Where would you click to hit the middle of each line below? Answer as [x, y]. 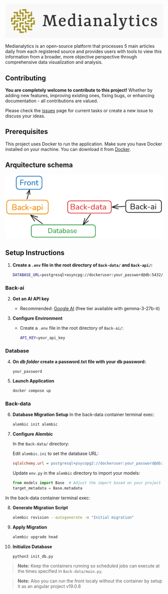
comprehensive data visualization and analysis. [54, 62]
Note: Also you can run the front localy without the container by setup [90, 581]
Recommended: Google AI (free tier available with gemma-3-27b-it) [90, 308]
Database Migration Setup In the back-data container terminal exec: [83, 415]
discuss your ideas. [25, 116]
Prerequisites [27, 132]
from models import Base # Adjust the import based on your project [87, 483]
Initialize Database [32, 546]
